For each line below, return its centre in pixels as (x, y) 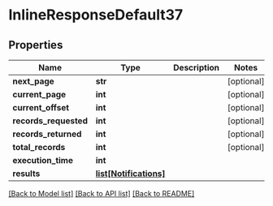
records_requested (50, 121)
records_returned (47, 134)
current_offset (41, 107)
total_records (39, 147)
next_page (33, 81)
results (26, 174)
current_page (39, 94)
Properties (36, 45)
